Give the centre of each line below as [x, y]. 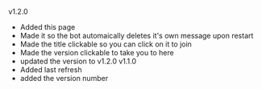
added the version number [64, 78]
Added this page [48, 27]
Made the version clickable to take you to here [97, 53]
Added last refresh [51, 70]
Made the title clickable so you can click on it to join [106, 44]
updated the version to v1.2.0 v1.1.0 [78, 61]
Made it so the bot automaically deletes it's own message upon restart [137, 36]
